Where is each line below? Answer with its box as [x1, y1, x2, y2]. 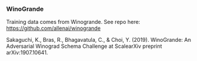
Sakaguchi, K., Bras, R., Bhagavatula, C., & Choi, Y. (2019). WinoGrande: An [6, 36, 191, 44]
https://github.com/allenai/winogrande [6, 25, 101, 32]
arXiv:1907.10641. [6, 49, 48, 56]
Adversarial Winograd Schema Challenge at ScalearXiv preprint [6, 42, 162, 50]
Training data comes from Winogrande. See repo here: [6, 19, 140, 26]
